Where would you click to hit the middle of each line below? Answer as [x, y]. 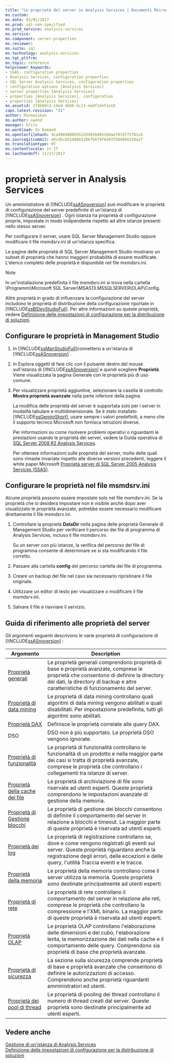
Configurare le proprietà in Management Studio [82, 336]
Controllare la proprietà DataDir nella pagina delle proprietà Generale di [88, 524]
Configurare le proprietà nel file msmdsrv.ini [78, 486]
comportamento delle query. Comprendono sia [104, 946]
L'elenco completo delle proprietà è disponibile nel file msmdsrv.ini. [76, 263]
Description [106, 654]
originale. [23, 582]
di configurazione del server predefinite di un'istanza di [64, 210]
